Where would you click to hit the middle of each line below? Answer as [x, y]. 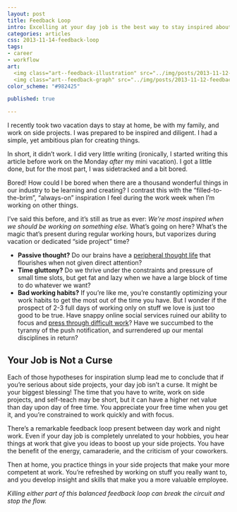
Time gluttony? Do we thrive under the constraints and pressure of [115, 270]
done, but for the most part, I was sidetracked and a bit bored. [98, 169]
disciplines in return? [48, 338]
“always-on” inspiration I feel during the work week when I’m [126, 198]
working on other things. [43, 205]
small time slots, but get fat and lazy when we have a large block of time [122, 278]
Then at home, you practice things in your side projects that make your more [119, 465]
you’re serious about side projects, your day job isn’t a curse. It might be [112, 384]
